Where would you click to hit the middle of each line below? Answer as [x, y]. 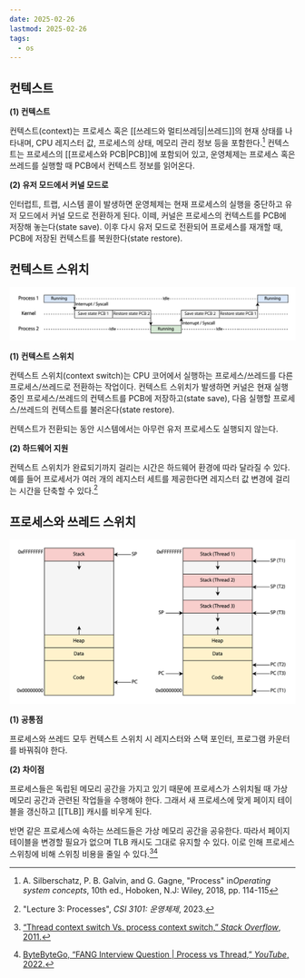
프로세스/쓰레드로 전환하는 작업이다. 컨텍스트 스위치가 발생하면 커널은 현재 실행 [149, 387]
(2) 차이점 [27, 769]
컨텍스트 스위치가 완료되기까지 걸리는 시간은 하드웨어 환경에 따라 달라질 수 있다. [150, 467]
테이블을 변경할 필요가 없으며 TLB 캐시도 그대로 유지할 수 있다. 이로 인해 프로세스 [152, 842]
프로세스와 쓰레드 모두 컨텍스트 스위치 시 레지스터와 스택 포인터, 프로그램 [138, 738]
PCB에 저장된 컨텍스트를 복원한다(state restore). [96, 238]
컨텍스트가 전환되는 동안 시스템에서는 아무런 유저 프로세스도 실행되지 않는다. [144, 429]
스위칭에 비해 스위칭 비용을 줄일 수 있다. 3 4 [84, 853]
